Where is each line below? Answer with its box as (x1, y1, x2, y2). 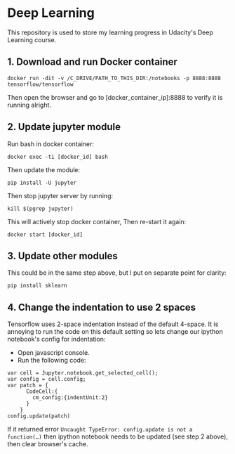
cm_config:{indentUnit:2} (32, 394, 109, 401)
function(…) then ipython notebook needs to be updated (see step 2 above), (7, 432, 228, 441)
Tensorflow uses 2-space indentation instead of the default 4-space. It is (7, 320, 219, 328)
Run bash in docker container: (7, 139, 95, 148)
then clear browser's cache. (7, 440, 89, 448)
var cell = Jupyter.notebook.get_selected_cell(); (7, 370, 159, 377)
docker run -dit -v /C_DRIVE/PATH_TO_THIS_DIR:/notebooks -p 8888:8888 (7, 74, 221, 82)
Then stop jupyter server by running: (7, 191, 114, 200)
